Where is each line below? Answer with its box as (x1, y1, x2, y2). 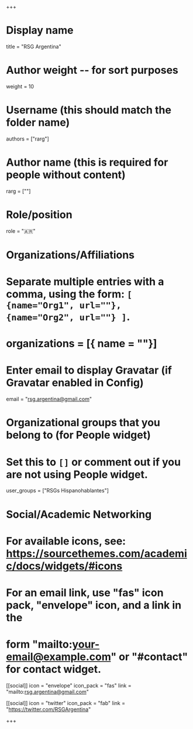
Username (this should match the (6, 104, 171, 117)
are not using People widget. (6, 468, 148, 481)
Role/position (6, 208, 73, 221)
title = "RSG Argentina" (6, 43, 61, 50)
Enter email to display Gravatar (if (6, 364, 173, 377)
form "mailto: (6, 638, 73, 651)
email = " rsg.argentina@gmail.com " (6, 396, 92, 403)
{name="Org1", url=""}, (6, 300, 122, 311)
